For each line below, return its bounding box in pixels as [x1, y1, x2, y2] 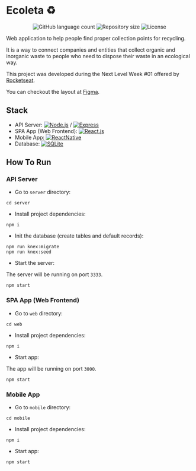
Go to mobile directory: [14, 404, 71, 411]
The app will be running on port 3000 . [6, 365, 97, 372]
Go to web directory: [14, 309, 63, 317]
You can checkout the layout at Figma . [6, 88, 99, 95]
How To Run [6, 157, 52, 167]
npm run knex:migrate [6, 244, 60, 250]
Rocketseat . [6, 77, 36, 84]
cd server [6, 200, 31, 206]
